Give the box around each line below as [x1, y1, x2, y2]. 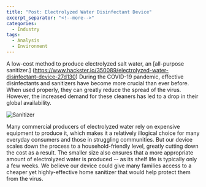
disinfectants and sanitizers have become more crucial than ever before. [6, 79, 189, 86]
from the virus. [6, 175, 44, 182]
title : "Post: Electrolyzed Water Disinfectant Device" [6, 9, 152, 15]
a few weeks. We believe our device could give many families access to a [6, 162, 192, 169]
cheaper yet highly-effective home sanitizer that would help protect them [6, 168, 191, 175]
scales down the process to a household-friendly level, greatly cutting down [6, 142, 199, 150]
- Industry [12, 26, 40, 32]
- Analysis [12, 37, 40, 44]
